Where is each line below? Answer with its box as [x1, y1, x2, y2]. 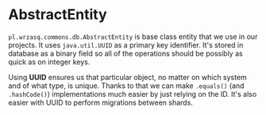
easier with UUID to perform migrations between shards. [8, 98, 193, 107]
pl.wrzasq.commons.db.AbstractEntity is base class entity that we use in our [8, 32, 258, 41]
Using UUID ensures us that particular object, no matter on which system [8, 72, 248, 82]
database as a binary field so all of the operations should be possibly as [8, 48, 244, 58]
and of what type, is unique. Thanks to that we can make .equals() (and [8, 81, 245, 90]
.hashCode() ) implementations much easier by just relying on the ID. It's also [8, 89, 257, 98]
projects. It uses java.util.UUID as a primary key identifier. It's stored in [8, 40, 244, 49]
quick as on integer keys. [8, 57, 91, 67]
